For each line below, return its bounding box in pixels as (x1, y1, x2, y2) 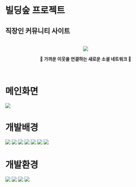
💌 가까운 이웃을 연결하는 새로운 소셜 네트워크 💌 (40, 56, 131, 62)
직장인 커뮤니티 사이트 (5, 26, 70, 35)
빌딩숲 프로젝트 (5, 5, 65, 16)
